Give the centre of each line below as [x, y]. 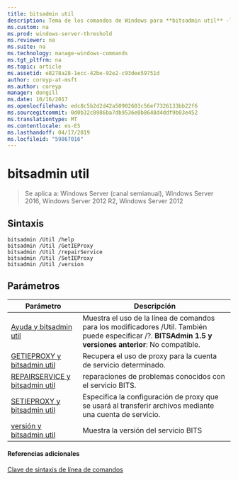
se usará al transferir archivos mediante [148, 406]
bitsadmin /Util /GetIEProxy [50, 246]
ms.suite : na [27, 47]
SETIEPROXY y [36, 401]
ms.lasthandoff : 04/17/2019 [49, 132]
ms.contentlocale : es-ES [44, 126]
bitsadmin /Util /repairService [55, 252]
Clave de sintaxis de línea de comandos [66, 470]
